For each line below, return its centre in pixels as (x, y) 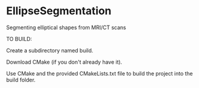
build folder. (21, 80)
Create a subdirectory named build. (50, 50)
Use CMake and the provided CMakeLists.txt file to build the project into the (99, 73)
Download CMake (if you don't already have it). (64, 62)
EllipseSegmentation (59, 11)
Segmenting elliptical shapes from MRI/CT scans (66, 27)
